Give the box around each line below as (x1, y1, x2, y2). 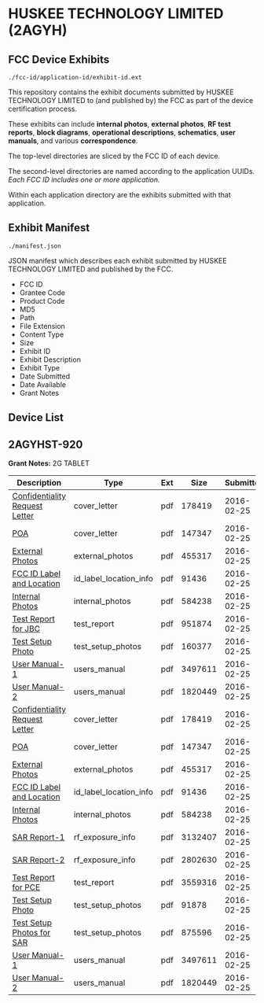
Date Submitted (19, 371, 71, 381)
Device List (8, 411, 64, 425)
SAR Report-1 (12, 832, 65, 843)
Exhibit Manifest (8, 221, 90, 234)
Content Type (19, 330, 64, 339)
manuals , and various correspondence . (8, 136, 138, 146)
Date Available (19, 379, 67, 389)
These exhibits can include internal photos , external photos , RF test (8, 120, 232, 128)
